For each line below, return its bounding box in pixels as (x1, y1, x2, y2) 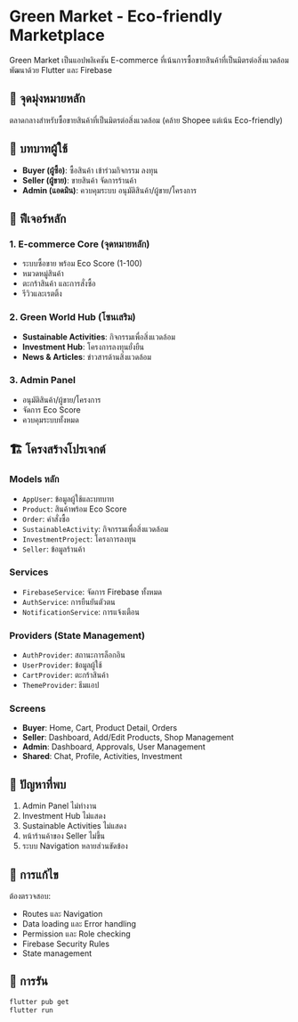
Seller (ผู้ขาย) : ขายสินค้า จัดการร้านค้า (21, 175, 137, 185)
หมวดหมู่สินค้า (21, 268, 64, 279)
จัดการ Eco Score (21, 404, 82, 415)
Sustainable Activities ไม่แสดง (21, 821, 127, 831)
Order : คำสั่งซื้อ (21, 513, 70, 524)
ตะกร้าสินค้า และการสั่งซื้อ (21, 278, 96, 289)
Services (9, 566, 49, 578)
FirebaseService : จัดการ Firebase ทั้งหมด (21, 586, 163, 597)
